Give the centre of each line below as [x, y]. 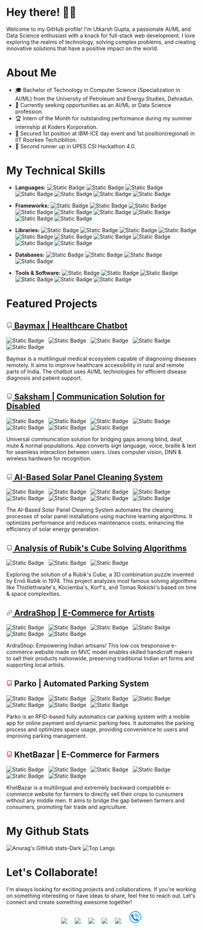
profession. [29, 111]
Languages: [30, 187]
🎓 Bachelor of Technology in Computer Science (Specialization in [98, 89]
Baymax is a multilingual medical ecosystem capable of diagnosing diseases [101, 359]
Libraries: [27, 230]
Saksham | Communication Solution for [89, 397]
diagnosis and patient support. [44, 378]
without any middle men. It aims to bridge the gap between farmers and [95, 800]
